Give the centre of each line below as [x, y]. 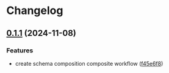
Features [20, 50]
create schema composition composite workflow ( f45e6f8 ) [89, 63]
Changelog [35, 11]
